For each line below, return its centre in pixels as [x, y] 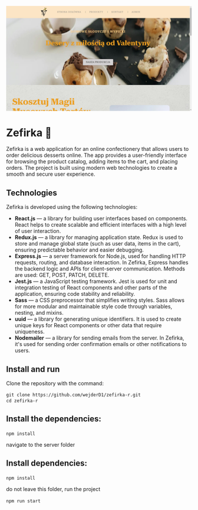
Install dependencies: [47, 464]
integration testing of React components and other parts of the [90, 288]
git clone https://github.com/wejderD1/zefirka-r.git [74, 395]
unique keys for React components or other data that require [88, 325]
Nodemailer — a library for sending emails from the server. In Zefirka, [99, 338]
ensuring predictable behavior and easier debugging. [79, 250]
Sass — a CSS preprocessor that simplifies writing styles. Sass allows [99, 300]
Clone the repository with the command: [55, 383]
